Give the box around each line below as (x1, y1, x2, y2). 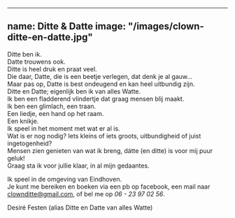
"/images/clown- (127, 20, 204, 32)
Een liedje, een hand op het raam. (7, 109, 104, 117)
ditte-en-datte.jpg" (7, 31, 93, 43)
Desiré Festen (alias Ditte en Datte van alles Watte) (7, 203, 153, 212)
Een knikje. (7, 117, 39, 125)
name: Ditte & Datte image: (7, 20, 126, 32)
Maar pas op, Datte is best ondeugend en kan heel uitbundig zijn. (7, 80, 195, 88)
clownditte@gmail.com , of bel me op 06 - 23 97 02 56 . (7, 189, 166, 198)
